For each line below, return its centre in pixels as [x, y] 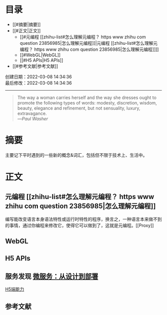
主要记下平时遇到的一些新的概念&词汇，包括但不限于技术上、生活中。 [76, 155]
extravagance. [32, 113]
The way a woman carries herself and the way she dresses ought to [87, 98]
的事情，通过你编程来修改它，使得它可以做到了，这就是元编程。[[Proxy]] [80, 225]
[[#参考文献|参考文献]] [35, 66]
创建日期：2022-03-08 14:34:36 [39, 77]
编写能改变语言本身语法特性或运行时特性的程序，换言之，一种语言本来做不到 [83, 219]
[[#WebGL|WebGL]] [40, 55]
